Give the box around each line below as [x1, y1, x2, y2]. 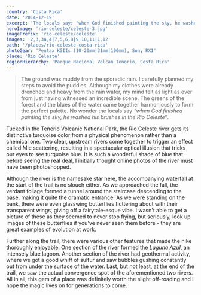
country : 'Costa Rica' [6, 8, 63, 15]
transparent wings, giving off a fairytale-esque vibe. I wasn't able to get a [6, 206, 187, 214]
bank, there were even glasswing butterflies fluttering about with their [6, 200, 178, 207]
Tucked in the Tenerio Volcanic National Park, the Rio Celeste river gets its [6, 125, 190, 132]
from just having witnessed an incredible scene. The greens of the [20, 94, 184, 102]
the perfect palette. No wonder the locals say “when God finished [20, 107, 183, 114]
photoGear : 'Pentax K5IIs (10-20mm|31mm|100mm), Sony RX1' [6, 48, 157, 54]
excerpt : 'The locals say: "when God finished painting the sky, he [6, 20, 181, 26]
